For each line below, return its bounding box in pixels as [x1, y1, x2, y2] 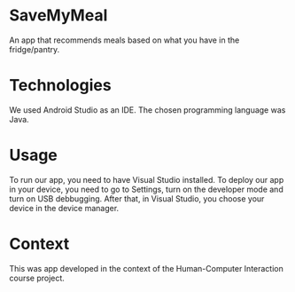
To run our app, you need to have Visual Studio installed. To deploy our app [9, 174, 284, 185]
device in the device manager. [9, 202, 120, 213]
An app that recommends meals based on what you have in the [9, 35, 240, 45]
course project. [9, 272, 65, 283]
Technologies [9, 75, 113, 96]
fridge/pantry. [9, 43, 60, 54]
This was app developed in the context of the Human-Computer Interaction [9, 263, 283, 273]
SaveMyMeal [9, 5, 108, 26]
